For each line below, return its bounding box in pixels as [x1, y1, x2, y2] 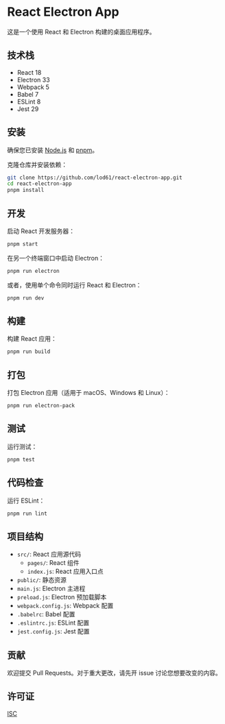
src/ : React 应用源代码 [16, 550, 81, 559]
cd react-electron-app [7, 180, 72, 187]
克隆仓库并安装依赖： [7, 160, 67, 169]
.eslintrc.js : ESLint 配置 [16, 618, 90, 627]
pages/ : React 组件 [27, 559, 80, 567]
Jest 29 [16, 104, 39, 113]
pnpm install [7, 186, 45, 194]
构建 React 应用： [7, 335, 57, 343]
